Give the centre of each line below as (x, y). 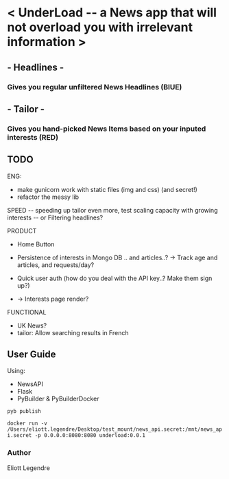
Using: (16, 371)
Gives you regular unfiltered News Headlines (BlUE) (95, 87)
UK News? (32, 326)
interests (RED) (33, 137)
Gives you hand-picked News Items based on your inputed (107, 129)
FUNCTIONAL (27, 312)
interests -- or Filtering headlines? (55, 217)
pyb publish (24, 412)
